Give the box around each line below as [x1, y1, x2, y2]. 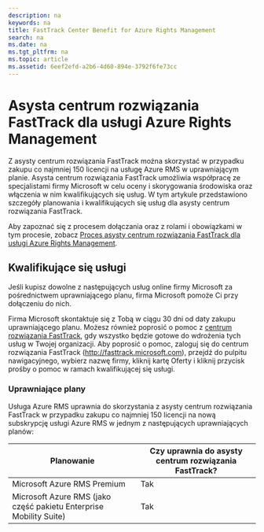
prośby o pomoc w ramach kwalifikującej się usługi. [8, 364, 175, 374]
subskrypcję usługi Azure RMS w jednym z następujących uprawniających [8, 418, 249, 427]
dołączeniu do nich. [8, 298, 72, 308]
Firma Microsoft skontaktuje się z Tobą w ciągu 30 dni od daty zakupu [8, 314, 236, 323]
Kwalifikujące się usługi [8, 261, 126, 275]
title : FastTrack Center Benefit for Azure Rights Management [8, 26, 216, 34]
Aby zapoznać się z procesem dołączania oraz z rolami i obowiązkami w [8, 221, 243, 231]
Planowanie [49, 455, 95, 466]
